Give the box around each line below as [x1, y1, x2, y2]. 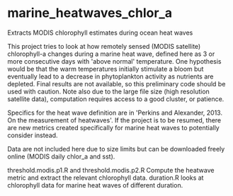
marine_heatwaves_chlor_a [7, 5, 172, 21]
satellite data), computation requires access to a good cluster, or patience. [7, 94, 225, 103]
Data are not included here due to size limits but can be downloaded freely [7, 144, 225, 153]
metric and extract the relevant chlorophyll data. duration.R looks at [7, 173, 204, 182]
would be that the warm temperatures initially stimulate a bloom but [7, 64, 204, 73]
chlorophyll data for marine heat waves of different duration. [7, 180, 183, 189]
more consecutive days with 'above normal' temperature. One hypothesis [7, 57, 222, 65]
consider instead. [7, 131, 58, 139]
